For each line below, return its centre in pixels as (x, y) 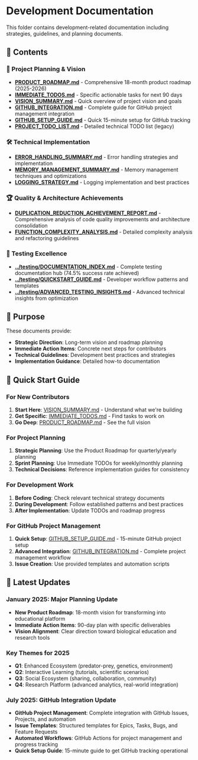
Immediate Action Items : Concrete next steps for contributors (90, 349)
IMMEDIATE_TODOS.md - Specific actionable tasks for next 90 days (98, 95)
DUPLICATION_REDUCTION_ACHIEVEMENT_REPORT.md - (88, 213)
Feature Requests (36, 732)
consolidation (31, 226)
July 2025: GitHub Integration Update (61, 700)
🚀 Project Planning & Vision (46, 69)
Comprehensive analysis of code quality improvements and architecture (102, 219)
